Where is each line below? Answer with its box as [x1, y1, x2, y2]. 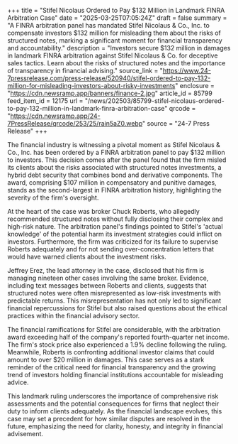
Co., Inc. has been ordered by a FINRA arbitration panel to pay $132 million [7, 148, 225, 156]
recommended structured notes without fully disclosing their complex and [7, 215, 223, 223]
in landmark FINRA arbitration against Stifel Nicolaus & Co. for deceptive [7, 51, 218, 60]
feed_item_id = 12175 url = [7, 97, 84, 105]
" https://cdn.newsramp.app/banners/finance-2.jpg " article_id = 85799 [7, 89, 212, 97]
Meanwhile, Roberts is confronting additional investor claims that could [7, 348, 215, 356]
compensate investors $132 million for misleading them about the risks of [7, 28, 222, 37]
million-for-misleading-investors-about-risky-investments [7, 82, 176, 90]
